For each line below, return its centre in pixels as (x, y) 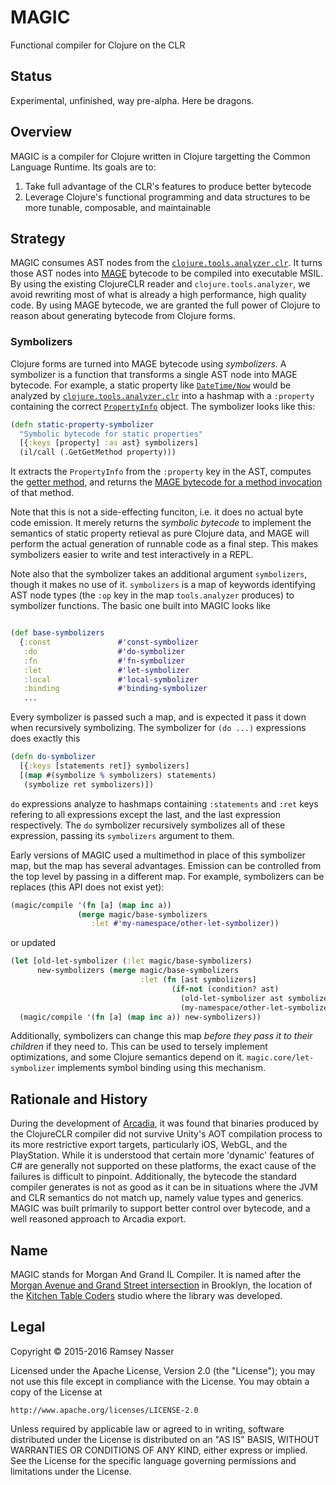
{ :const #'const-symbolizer (109, 642)
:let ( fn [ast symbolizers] (198, 980)
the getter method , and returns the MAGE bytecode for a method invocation (166, 482)
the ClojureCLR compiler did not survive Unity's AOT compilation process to (166, 1134)
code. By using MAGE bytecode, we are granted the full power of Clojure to (165, 305)
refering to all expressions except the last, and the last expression (145, 814)
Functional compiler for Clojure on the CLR (98, 45)
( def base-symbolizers (57, 633)
